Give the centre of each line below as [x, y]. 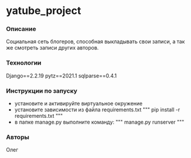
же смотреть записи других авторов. [52, 48]
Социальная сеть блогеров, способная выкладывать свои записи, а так [95, 41]
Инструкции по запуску [42, 90]
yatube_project [44, 11]
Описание [21, 29]
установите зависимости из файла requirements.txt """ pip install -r [97, 110]
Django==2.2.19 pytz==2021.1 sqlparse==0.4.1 [61, 76]
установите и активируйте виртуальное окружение [78, 104]
